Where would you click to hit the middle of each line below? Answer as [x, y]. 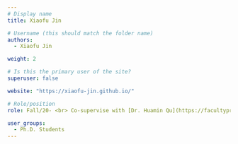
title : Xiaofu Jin [34, 20]
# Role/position [31, 104]
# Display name [30, 14]
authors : [20, 40]
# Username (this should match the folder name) [80, 33]
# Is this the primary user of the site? [69, 72]
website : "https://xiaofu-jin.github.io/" [71, 91]
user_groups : [27, 123]
